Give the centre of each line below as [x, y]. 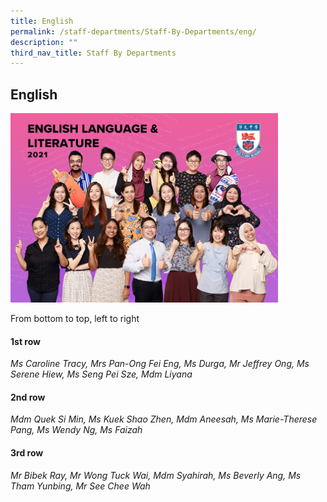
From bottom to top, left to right [75, 318]
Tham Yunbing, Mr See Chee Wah [80, 486]
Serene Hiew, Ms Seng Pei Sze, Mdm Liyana [101, 374]
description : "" [44, 42]
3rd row [27, 453]
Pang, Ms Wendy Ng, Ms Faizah [76, 430]
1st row [25, 341]
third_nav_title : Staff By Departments [93, 53]
